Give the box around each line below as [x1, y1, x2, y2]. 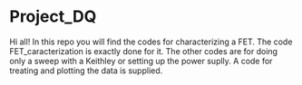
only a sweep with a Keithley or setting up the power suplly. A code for [9, 55, 273, 66]
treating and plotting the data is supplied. [9, 65, 163, 76]
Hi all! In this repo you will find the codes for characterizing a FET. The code [9, 36, 293, 47]
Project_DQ [9, 6, 97, 27]
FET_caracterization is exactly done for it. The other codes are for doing [9, 45, 278, 56]
